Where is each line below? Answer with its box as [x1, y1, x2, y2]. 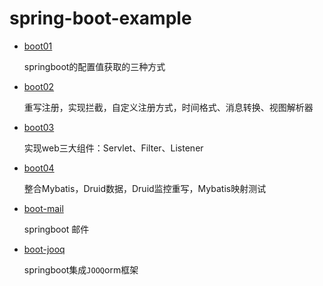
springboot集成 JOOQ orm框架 [23, 263, 139, 276]
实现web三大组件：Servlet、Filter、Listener [23, 142, 204, 154]
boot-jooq [23, 243, 66, 255]
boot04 [23, 162, 55, 174]
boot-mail [23, 202, 64, 214]
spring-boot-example [9, 7, 192, 30]
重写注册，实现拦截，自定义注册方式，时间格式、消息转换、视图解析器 [23, 101, 314, 113]
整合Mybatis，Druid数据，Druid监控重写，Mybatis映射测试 [23, 182, 267, 194]
